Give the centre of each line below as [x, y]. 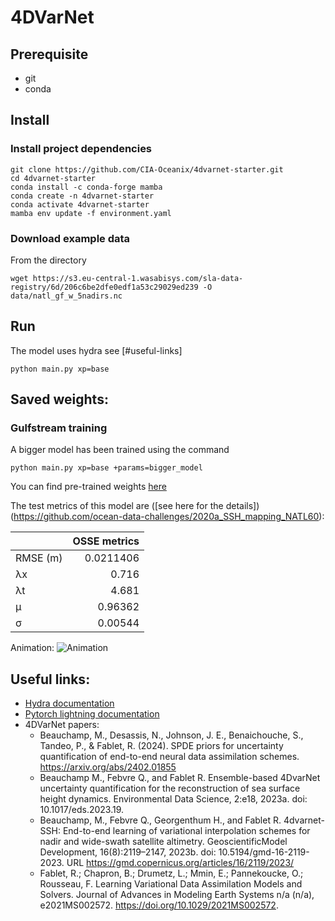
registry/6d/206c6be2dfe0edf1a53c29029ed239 [104, 287]
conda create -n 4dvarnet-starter [82, 196]
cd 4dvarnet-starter [53, 178]
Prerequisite [49, 54]
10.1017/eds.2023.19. [82, 810]
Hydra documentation [69, 703]
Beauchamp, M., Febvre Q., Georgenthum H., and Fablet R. [160, 820]
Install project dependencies [81, 149]
